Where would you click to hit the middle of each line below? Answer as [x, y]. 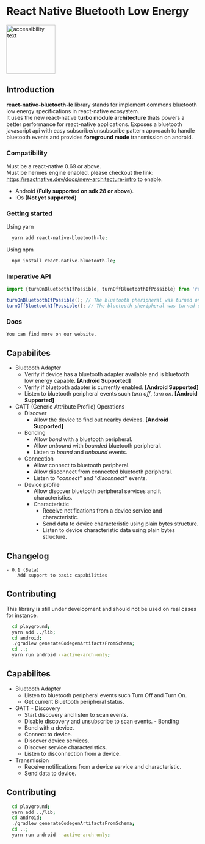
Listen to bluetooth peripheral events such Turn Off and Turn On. [106, 695]
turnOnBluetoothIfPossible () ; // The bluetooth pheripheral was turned [99, 300]
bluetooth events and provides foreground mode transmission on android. [100, 137]
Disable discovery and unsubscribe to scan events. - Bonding [102, 721]
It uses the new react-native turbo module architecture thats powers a [95, 117]
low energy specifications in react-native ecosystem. [73, 111]
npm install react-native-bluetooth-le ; [64, 261]
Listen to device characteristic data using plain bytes [109, 530]
